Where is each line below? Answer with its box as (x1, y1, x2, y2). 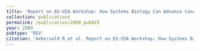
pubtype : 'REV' (6, 30, 44, 36)
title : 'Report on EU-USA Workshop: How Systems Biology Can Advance (6, 8, 183, 15)
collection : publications (6, 14, 70, 20)
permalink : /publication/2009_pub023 (6, 19, 100, 25)
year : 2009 (6, 25, 33, 31)
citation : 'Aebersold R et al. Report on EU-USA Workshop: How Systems (6, 36, 187, 42)
